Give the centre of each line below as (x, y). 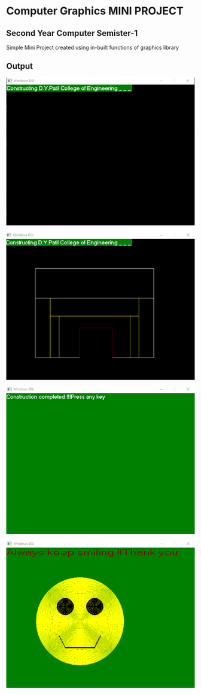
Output (19, 66)
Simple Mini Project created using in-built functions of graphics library (93, 47)
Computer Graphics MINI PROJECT (95, 11)
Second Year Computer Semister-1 (72, 33)
